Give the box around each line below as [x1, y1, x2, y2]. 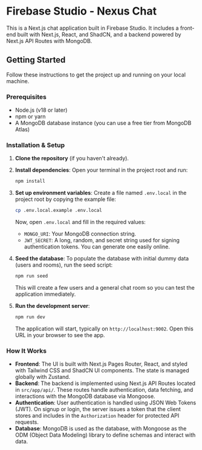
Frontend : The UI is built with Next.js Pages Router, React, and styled [15, 360, 187, 368]
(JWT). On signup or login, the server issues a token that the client [15, 406, 181, 413]
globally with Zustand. [15, 373, 71, 381]
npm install [15, 178, 45, 185]
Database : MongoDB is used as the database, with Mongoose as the [15, 425, 187, 432]
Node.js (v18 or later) [15, 106, 68, 114]
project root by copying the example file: [15, 196, 116, 203]
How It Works [6, 346, 47, 355]
